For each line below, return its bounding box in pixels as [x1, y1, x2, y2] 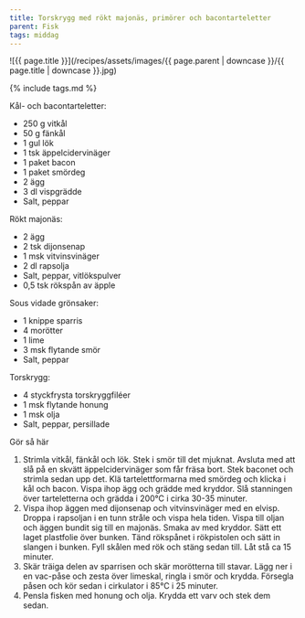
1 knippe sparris [22, 315, 83, 326]
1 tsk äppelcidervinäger [22, 147, 111, 158]
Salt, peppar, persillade [22, 419, 110, 430]
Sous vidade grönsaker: [9, 298, 99, 309]
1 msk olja [22, 409, 60, 421]
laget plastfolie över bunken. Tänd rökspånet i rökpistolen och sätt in [22, 532, 280, 543]
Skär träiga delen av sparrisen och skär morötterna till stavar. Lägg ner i [22, 561, 292, 572]
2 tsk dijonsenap [22, 241, 86, 252]
